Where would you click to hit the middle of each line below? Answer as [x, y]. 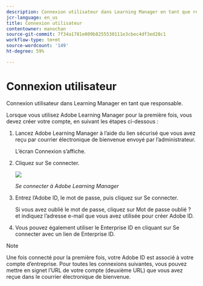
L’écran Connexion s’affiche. [50, 151]
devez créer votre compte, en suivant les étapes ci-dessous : [82, 121]
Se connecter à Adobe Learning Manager [67, 186]
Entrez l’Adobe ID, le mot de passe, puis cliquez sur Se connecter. [97, 198]
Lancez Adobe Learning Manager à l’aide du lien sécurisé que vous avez [105, 133]
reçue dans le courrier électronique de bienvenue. [69, 276]
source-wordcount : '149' [37, 46]
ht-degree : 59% [25, 51]
